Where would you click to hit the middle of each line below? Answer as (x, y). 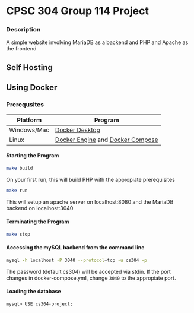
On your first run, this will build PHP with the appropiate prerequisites (90, 179)
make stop (18, 234)
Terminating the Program (38, 222)
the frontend (21, 49)
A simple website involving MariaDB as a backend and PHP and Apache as (97, 42)
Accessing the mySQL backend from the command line (75, 248)
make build (20, 168)
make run (17, 190)
